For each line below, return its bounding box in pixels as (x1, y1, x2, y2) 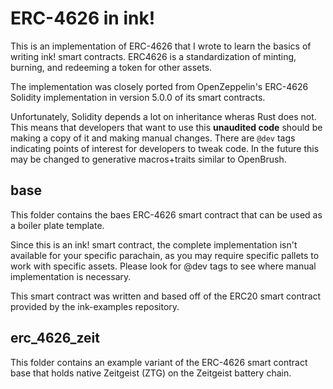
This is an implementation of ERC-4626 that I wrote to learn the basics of (10, 40, 312, 52)
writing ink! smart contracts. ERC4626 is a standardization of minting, (10, 50, 297, 62)
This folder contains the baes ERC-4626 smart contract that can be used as (10, 208, 323, 221)
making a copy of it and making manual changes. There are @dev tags (10, 132, 296, 144)
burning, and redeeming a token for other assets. (10, 61, 213, 73)
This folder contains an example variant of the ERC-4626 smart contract (10, 356, 308, 368)
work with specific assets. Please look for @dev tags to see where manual (10, 260, 317, 272)
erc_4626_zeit (10, 330, 100, 347)
